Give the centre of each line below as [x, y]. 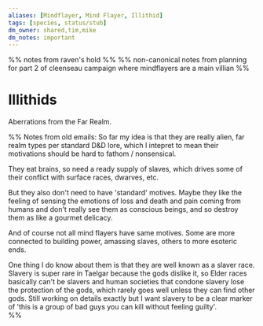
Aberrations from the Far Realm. [60, 122]
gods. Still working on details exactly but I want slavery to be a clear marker [130, 298]
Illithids [33, 100]
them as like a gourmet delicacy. [60, 218]
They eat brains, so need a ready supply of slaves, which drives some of [126, 169]
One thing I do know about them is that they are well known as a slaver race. [131, 265]
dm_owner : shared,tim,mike [52, 30]
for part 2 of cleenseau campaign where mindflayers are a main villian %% [129, 69]
